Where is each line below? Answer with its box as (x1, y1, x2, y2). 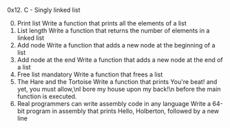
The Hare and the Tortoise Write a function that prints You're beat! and (17, 78, 218, 85)
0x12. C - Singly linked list (7, 6, 81, 14)
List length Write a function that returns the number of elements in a (17, 27, 210, 34)
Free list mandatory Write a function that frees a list (17, 70, 163, 78)
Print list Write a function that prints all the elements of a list (17, 19, 187, 27)
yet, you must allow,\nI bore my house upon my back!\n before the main (17, 85, 222, 93)
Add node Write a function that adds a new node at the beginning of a (17, 41, 216, 49)
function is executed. (17, 92, 77, 100)
